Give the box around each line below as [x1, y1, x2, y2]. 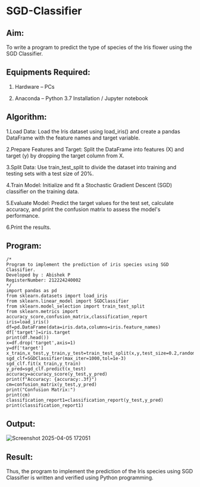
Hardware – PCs [14, 83, 55, 90]
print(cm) [6, 392, 31, 398]
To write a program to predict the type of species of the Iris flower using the [6, 44, 192, 51]
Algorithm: [6, 112, 47, 122]
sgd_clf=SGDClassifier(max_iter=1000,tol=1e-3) [6, 356, 127, 362]
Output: [6, 418, 36, 429]
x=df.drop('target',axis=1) [6, 340, 76, 346]
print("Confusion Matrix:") [6, 387, 76, 393]
